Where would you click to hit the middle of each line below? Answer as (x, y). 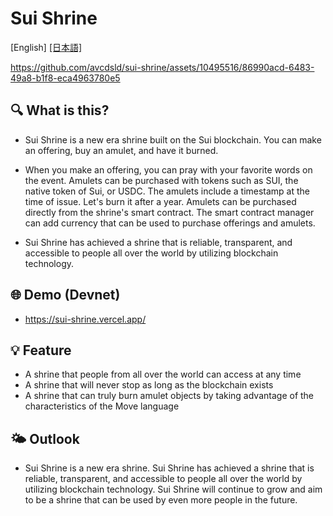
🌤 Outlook (45, 438)
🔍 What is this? (60, 110)
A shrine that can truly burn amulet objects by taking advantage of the (169, 396)
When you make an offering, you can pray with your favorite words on (168, 169)
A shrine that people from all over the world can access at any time (163, 374)
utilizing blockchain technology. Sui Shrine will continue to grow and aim (173, 489)
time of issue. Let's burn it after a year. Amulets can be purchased (160, 201)
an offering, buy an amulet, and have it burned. (121, 150)
